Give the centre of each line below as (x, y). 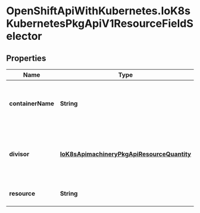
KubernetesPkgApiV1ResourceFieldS (100, 24)
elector (24, 36)
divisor (19, 154)
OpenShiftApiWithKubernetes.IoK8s (98, 11)
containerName (32, 104)
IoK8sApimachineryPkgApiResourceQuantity (126, 154)
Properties (26, 58)
